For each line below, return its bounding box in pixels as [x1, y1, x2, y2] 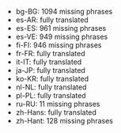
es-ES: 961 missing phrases [15, 24, 107, 32]
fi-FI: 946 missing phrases [15, 40, 102, 50]
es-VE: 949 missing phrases [15, 32, 108, 41]
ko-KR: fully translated [15, 74, 89, 83]
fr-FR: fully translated [15, 49, 85, 58]
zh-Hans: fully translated [15, 108, 97, 117]
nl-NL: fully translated [15, 82, 87, 92]
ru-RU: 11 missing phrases [15, 99, 100, 108]
